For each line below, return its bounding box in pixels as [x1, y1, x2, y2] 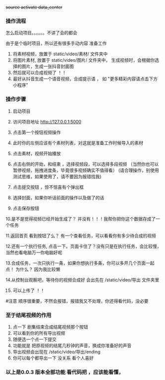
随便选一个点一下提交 [12, 336, 56, 342]
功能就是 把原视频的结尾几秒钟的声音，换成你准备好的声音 [12, 342, 132, 348]
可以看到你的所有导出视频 [12, 330, 65, 336]
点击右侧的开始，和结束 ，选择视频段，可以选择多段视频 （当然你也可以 [12, 161, 159, 167]
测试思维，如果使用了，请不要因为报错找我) [12, 173, 102, 179]
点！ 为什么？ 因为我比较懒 [5, 266, 60, 272]
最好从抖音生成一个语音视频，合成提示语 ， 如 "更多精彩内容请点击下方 [12, 76, 158, 82]
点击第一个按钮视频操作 [12, 129, 61, 135]
